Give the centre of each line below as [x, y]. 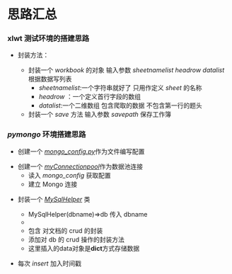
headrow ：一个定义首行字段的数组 [90, 97]
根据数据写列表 [50, 79]
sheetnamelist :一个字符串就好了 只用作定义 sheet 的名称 [120, 88]
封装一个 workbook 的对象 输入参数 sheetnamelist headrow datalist [126, 70]
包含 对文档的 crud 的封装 [65, 230]
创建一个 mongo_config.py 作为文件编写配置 [81, 151]
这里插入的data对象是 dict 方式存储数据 [84, 248]
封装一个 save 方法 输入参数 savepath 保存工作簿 [100, 115]
